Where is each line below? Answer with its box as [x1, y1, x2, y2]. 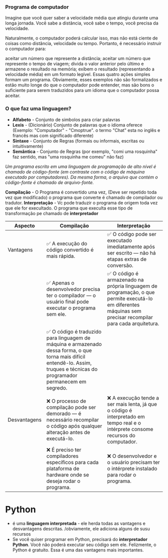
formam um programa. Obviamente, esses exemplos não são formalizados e [5, 76, 162, 83]
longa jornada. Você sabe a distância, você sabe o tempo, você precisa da [5, 20, 158, 26]
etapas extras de [107, 255, 146, 262]
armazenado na [107, 276, 144, 283]
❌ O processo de [46, 397, 86, 404]
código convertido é [46, 246, 94, 253]
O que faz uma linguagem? [5, 105, 71, 112]
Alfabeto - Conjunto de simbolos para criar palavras [12, 116, 120, 122]
